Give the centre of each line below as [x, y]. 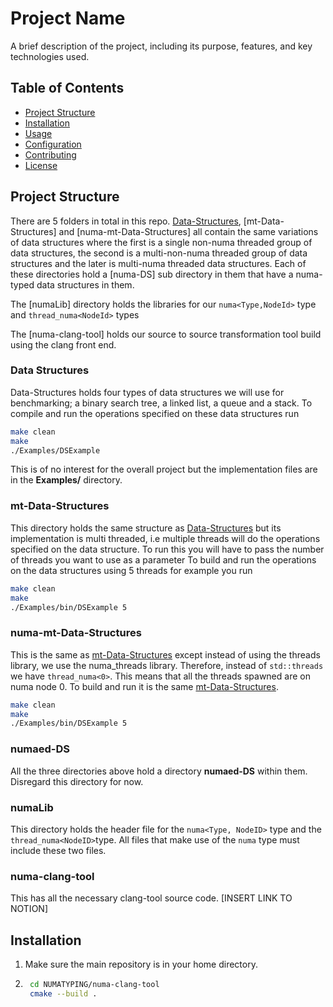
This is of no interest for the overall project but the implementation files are [164, 469]
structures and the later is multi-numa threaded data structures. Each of [158, 263]
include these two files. [58, 850]
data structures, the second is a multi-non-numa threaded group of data [159, 253]
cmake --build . [63, 993]
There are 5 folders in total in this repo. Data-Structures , [126, 221]
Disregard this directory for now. [77, 781]
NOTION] [29, 909]
